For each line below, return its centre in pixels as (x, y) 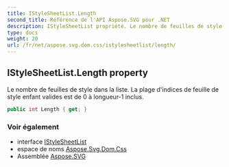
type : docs (23, 33)
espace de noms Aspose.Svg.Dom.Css (72, 149)
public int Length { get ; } (47, 109)
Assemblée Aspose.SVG (51, 156)
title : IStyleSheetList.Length (52, 13)
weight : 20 (23, 39)
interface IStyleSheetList (52, 142)
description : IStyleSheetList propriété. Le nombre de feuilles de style (115, 26)
